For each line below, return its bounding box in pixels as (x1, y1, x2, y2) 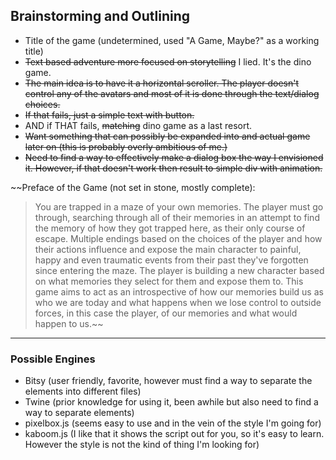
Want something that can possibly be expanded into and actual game (24, 130, 311, 142)
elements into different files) (24, 385, 142, 398)
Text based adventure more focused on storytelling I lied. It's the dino (24, 55, 312, 68)
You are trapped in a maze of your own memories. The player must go (34, 200, 324, 213)
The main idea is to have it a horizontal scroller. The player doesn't (24, 77, 300, 89)
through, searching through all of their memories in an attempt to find (34, 211, 320, 223)
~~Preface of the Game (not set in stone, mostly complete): (10, 181, 256, 193)
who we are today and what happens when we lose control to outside (34, 296, 322, 308)
